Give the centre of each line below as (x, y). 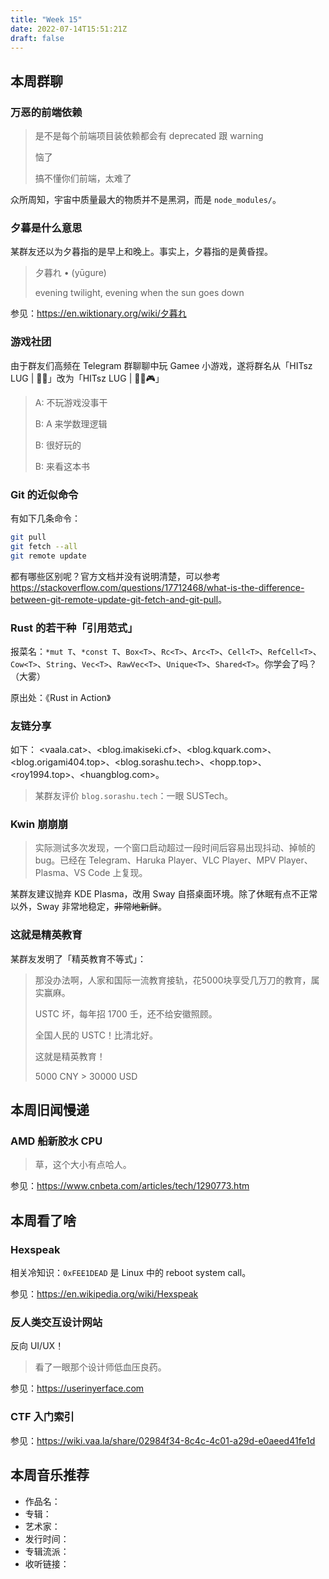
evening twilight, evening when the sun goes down (139, 293)
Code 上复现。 (118, 873)
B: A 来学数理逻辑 (71, 423)
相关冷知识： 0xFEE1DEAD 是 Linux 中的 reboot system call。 (131, 1273)
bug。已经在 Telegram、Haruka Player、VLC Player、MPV (155, 860)
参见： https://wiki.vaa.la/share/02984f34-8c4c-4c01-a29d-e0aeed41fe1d (163, 1440)
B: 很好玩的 (58, 445)
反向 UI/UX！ (37, 1346)
